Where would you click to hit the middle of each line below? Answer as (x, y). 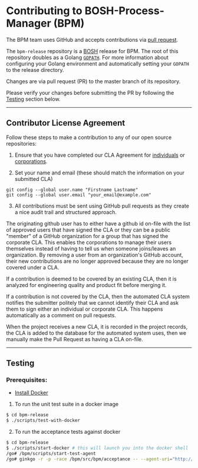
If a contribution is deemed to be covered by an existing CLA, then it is (91, 279)
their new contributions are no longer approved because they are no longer (97, 261)
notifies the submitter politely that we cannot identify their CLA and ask (92, 302)
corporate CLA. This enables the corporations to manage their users (89, 242)
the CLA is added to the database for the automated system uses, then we (96, 333)
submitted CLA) (34, 179)
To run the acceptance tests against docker (67, 432)
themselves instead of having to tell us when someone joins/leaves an (91, 248)
